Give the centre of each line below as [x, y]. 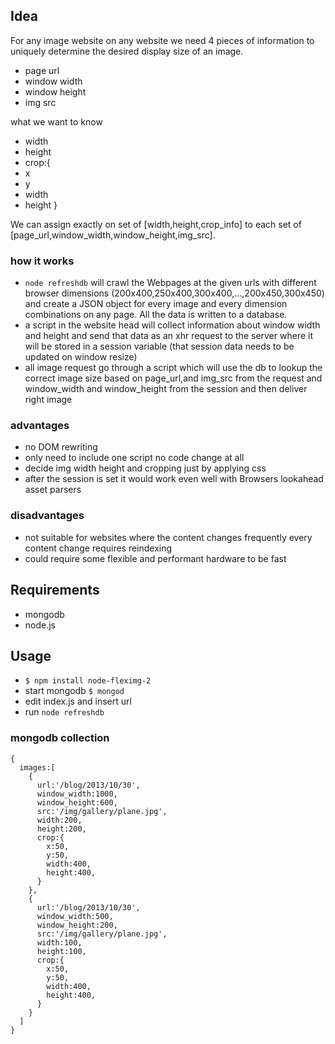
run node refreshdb [64, 712]
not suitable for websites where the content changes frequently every [168, 537]
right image [48, 400]
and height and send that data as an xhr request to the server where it [168, 336]
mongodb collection [60, 738]
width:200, [59, 820]
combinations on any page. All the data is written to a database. [156, 315]
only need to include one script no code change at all [134, 458]
